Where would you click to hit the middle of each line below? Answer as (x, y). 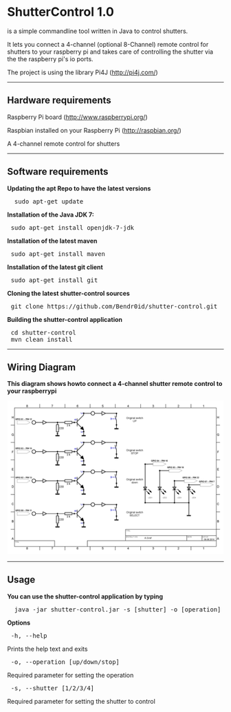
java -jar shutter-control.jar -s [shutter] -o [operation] (118, 609)
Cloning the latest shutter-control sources (69, 293)
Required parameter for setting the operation (70, 675)
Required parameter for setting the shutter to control (81, 701)
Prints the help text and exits (47, 649)
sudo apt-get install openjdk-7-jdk (73, 227)
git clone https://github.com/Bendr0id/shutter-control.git (114, 306)
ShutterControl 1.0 (61, 12)
